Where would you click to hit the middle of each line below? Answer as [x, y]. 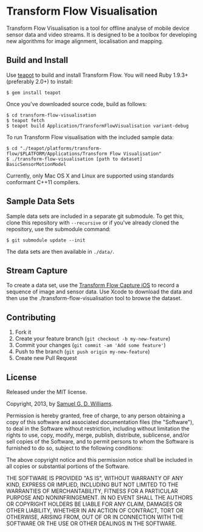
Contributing [31, 318]
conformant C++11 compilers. [43, 182]
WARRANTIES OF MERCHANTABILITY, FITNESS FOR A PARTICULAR [92, 491]
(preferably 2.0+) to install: [40, 81]
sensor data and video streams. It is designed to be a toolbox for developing [101, 34]
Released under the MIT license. [47, 392]
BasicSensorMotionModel [36, 164]
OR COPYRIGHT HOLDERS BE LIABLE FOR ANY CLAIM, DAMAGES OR [94, 504]
